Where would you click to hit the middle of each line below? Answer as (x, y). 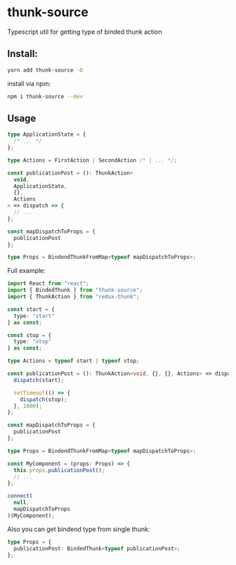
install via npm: (29, 83)
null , (22, 503)
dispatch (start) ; (39, 380)
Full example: (26, 271)
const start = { (31, 309)
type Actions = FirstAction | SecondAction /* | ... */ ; (92, 160)
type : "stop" (33, 342)
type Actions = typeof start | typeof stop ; (73, 361)
